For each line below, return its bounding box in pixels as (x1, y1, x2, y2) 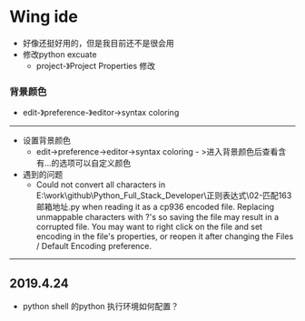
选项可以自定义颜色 (58, 157, 132, 169)
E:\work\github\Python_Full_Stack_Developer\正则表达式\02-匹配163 (35, 190, 292, 201)
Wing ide (9, 6, 79, 27)
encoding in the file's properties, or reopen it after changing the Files (35, 231, 294, 242)
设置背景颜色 (22, 135, 71, 146)
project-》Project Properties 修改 (35, 60, 156, 71)
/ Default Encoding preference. (35, 241, 152, 252)
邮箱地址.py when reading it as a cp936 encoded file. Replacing (35, 202, 275, 213)
